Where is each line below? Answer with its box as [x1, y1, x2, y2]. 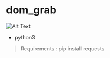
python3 [14, 34, 35, 41]
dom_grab [6, 3, 57, 17]
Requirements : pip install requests [20, 45, 105, 52]
